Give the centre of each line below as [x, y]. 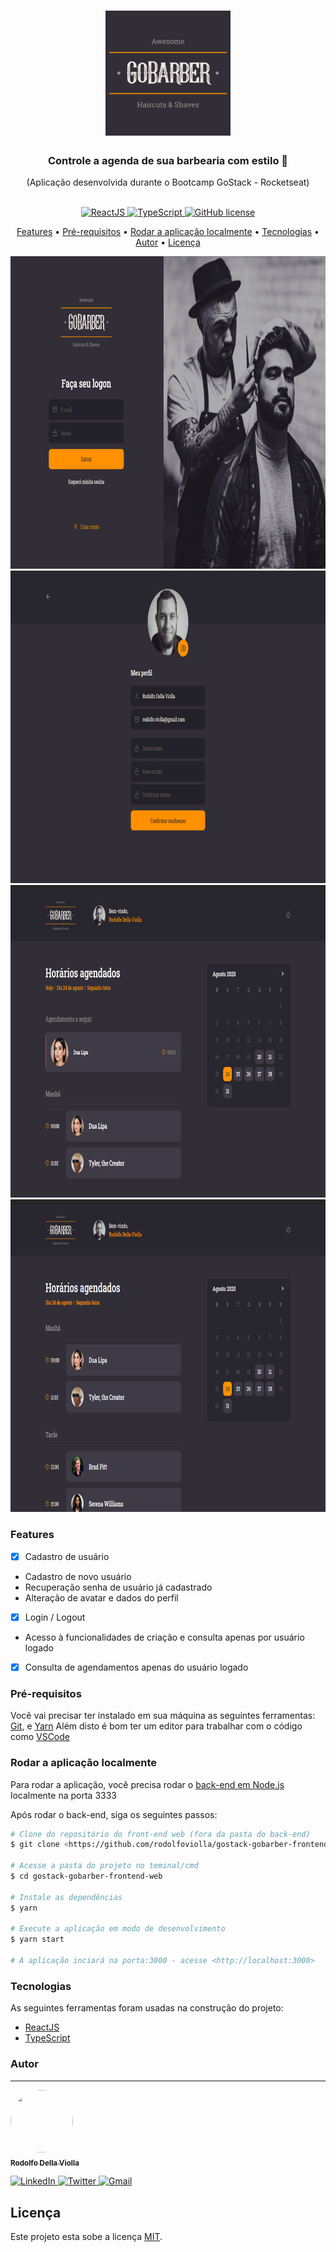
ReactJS [42, 2027]
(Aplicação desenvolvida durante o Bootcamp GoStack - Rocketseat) [168, 182]
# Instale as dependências [66, 1897]
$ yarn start [37, 1940]
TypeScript [47, 2038]
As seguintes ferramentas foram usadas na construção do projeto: [147, 2008]
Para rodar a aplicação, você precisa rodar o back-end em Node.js [147, 1784]
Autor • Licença [168, 242]
